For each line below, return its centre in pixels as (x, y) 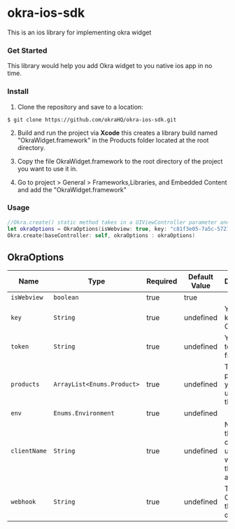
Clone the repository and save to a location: (80, 107)
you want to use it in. (48, 168)
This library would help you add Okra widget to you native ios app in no (110, 66)
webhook (23, 502)
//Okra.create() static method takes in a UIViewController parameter (112, 222)
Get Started (27, 51)
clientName (29, 451)
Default (201, 277)
